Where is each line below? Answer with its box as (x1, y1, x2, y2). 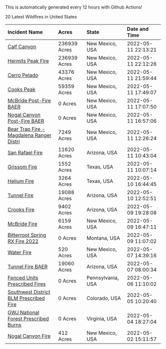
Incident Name (7, 29, 43, 35)
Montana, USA (86, 235, 120, 241)
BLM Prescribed (7, 295, 45, 301)
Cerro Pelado (7, 72, 39, 78)
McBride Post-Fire (7, 97, 51, 104)
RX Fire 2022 (7, 238, 39, 244)
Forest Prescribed (7, 315, 49, 322)
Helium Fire (7, 178, 35, 184)
